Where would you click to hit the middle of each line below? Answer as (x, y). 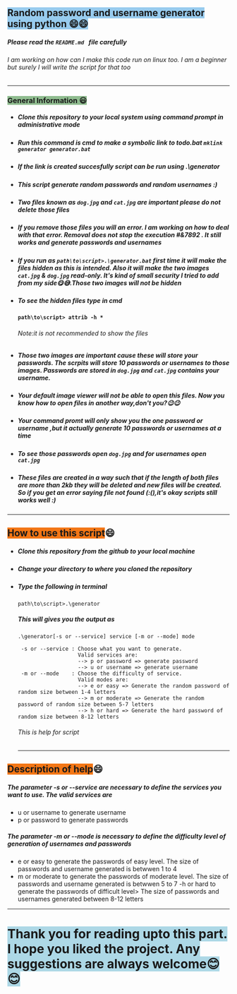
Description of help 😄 (55, 769)
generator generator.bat (54, 149)
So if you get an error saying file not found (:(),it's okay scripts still (117, 493)
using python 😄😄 (48, 24)
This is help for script (48, 732)
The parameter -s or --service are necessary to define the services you (115, 787)
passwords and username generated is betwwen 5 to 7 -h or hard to (117, 884)
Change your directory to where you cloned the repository (105, 568)
